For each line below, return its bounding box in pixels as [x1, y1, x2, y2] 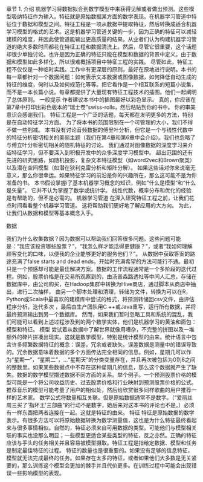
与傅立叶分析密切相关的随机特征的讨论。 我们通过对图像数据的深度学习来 [6, 142, 188, 148]
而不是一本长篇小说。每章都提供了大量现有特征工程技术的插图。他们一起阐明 [6, 88, 197, 96]
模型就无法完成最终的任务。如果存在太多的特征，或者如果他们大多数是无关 [6, 454, 192, 461]
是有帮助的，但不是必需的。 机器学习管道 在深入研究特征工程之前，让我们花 [6, 194, 195, 201]
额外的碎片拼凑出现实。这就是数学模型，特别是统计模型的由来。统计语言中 [6, 333, 192, 340]
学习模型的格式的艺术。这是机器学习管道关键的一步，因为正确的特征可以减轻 [6, 28, 197, 35]
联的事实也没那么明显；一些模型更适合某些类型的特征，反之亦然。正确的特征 [6, 432, 197, 438]
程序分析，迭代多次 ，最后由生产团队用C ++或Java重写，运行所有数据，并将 [6, 303, 196, 310]
